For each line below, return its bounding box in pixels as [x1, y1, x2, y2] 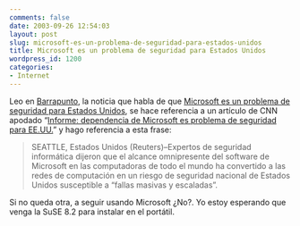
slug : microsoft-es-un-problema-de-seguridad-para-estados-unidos [9, 38, 262, 47]
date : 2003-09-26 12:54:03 [9, 21, 110, 30]
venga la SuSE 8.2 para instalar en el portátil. [9, 206, 175, 217]
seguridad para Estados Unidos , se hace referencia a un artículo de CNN [9, 105, 278, 116]
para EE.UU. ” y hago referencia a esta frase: [9, 124, 172, 135]
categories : [9, 63, 54, 72]
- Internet [9, 71, 50, 80]
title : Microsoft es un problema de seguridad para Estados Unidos [9, 46, 267, 55]
